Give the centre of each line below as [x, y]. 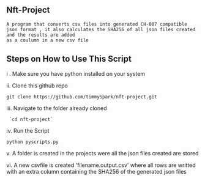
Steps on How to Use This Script [69, 59]
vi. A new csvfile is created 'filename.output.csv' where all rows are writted [101, 165]
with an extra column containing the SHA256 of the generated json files [96, 171]
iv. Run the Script [28, 130]
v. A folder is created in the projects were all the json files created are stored [102, 153]
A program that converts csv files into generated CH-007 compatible [97, 24]
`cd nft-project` [31, 119]
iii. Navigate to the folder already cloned [57, 108]
